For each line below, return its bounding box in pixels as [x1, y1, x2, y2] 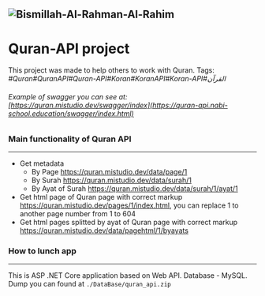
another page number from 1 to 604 [19, 208, 136, 218]
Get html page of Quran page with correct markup [19, 192, 183, 201]
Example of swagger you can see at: [8, 92, 128, 101]
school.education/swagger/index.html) [8, 108, 134, 118]
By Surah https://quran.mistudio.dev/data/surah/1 [31, 175, 192, 185]
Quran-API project [8, 39, 130, 58]
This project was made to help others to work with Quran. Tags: [8, 66, 215, 75]
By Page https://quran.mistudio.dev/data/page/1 [31, 167, 188, 176]
